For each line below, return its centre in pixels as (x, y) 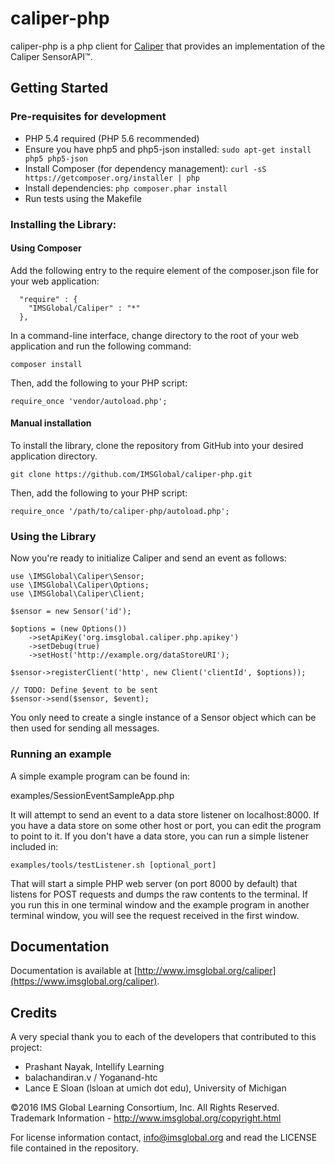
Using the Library (53, 536)
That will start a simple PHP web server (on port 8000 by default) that (154, 883)
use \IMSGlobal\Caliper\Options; (80, 585)
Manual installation (51, 423)
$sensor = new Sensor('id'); (71, 612)
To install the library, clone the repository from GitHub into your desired (157, 445)
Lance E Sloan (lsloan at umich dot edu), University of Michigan (155, 1088)
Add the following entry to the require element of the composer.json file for (164, 270)
